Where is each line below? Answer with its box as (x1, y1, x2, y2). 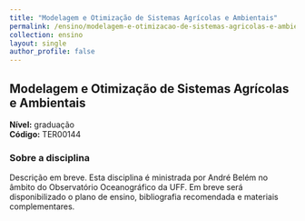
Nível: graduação (9, 119, 75, 130)
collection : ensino (9, 30, 84, 39)
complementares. (9, 201, 75, 212)
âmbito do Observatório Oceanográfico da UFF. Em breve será (9, 182, 243, 193)
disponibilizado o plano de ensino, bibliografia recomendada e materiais (9, 192, 279, 203)
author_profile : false (9, 47, 95, 56)
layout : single (9, 38, 67, 48)
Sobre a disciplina (9, 151, 91, 164)
